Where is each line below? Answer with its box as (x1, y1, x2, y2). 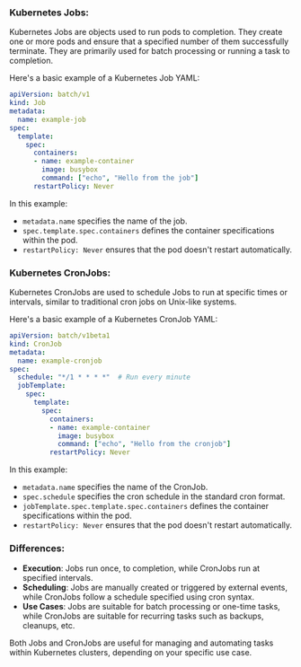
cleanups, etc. (22, 619, 75, 630)
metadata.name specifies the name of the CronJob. (22, 482, 208, 493)
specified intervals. (22, 572, 93, 583)
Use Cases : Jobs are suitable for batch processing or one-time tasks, (22, 601, 280, 611)
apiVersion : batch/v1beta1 (9, 331, 111, 340)
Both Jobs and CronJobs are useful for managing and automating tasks (9, 637, 274, 648)
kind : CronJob (9, 339, 63, 348)
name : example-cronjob (17, 356, 102, 365)
